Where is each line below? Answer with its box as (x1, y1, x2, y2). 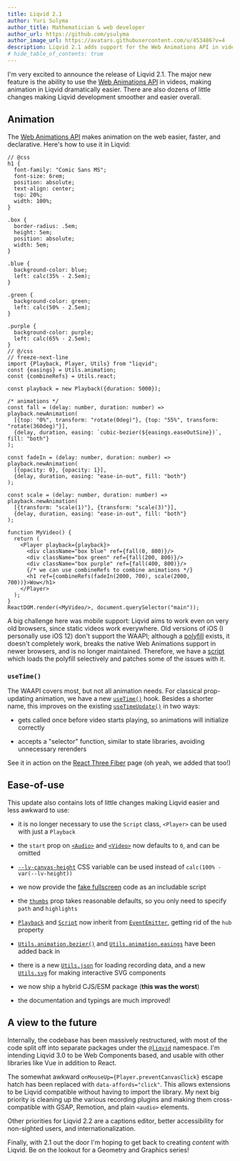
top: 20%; (14, 191, 43, 199)
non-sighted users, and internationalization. (7, 1124, 136, 1132)
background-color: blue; (14, 266, 88, 274)
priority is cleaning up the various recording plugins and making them (7, 1095, 212, 1104)
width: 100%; (14, 197, 53, 204)
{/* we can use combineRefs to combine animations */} (26, 566, 194, 574)
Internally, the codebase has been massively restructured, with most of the (7, 1035, 228, 1044)
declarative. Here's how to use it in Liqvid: (7, 140, 131, 149)
